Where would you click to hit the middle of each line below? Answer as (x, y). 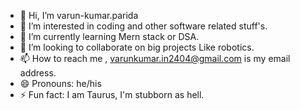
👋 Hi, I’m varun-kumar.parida (79, 15)
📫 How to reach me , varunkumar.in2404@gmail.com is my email (155, 58)
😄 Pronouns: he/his (60, 83)
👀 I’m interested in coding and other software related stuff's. (143, 26)
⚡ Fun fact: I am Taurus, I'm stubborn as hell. (112, 94)
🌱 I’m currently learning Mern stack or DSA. (109, 36)
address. (38, 73)
